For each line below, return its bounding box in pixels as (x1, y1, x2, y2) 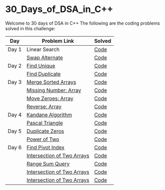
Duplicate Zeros (26, 127, 64, 134)
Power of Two (26, 136, 59, 143)
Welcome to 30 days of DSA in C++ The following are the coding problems (5, 20, 160, 26)
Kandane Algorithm (26, 111, 72, 118)
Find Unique (26, 62, 55, 69)
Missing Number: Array (26, 86, 81, 93)
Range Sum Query (26, 160, 70, 167)
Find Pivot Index (26, 144, 64, 151)
